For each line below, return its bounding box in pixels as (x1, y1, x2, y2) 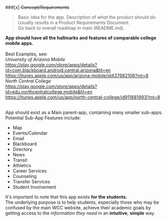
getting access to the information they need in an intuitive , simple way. (5, 210, 155, 216)
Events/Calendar (12, 130, 48, 136)
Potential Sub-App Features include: (5, 115, 81, 121)
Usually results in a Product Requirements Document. (17, 20, 130, 25)
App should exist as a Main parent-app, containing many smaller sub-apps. (5, 109, 163, 115)
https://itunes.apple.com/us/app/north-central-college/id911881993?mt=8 (5, 94, 160, 100)
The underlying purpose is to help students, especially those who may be (5, 199, 159, 205)
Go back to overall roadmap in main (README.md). (17, 25, 125, 31)
